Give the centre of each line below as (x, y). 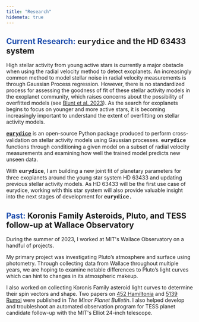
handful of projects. (30, 246)
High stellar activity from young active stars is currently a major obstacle (95, 65)
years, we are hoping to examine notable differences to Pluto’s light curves (97, 270)
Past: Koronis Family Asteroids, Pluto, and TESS (97, 215)
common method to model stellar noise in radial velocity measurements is (96, 78)
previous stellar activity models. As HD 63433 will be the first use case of (96, 184)
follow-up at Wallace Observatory (70, 225)
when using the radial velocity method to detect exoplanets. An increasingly (99, 71)
